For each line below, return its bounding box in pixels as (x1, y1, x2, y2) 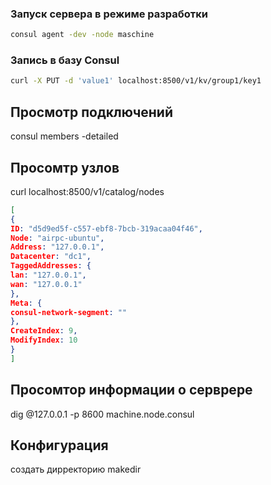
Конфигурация (10, 437, 109, 454)
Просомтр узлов (10, 159, 120, 176)
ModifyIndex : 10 (10, 335, 78, 346)
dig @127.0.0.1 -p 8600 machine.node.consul (10, 408, 195, 420)
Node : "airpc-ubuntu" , (10, 233, 105, 243)
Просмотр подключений (10, 103, 174, 121)
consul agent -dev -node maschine (10, 30, 155, 40)
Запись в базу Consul (10, 53, 120, 67)
